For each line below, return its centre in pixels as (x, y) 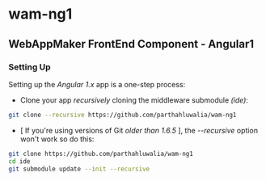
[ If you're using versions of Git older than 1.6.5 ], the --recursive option (139, 130)
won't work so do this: (57, 139)
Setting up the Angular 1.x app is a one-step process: (97, 84)
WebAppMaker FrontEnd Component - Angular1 (131, 44)
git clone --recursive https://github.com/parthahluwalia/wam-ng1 (122, 115)
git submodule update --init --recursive (79, 169)
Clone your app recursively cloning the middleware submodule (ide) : (134, 100)
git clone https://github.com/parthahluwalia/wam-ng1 (101, 154)
